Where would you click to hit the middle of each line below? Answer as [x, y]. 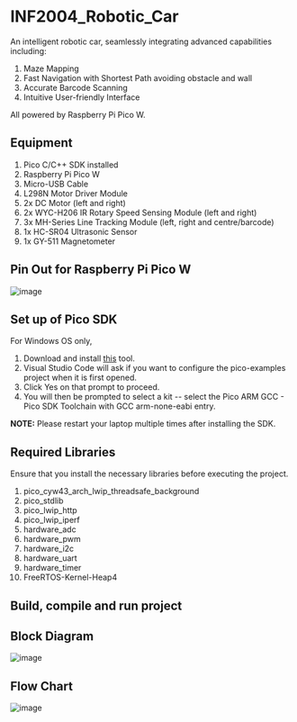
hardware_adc [49, 529]
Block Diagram [52, 636]
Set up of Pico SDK [64, 319]
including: [29, 50]
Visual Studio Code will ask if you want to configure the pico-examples [154, 368]
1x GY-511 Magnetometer [69, 241]
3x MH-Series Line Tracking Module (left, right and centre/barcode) [148, 221]
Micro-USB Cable [56, 184]
